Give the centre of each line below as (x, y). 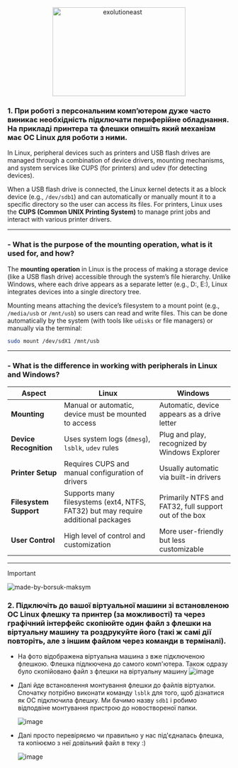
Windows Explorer (189, 452)
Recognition (32, 448)
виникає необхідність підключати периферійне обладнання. (118, 119)
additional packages (97, 519)
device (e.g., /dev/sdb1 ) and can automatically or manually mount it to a (112, 197)
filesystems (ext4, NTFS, (105, 502)
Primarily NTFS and (192, 497)
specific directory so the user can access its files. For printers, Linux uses (115, 205)
